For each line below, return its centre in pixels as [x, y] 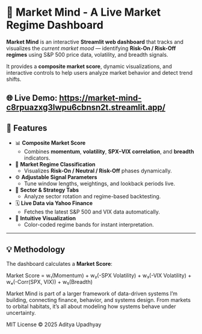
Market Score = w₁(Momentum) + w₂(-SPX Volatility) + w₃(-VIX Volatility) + [99, 275]
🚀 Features [27, 128]
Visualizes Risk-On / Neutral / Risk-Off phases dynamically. [98, 171]
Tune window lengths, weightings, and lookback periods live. [99, 184]
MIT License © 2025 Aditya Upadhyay [54, 324]
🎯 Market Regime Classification [55, 165]
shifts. [14, 79]
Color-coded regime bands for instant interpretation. [89, 225]
